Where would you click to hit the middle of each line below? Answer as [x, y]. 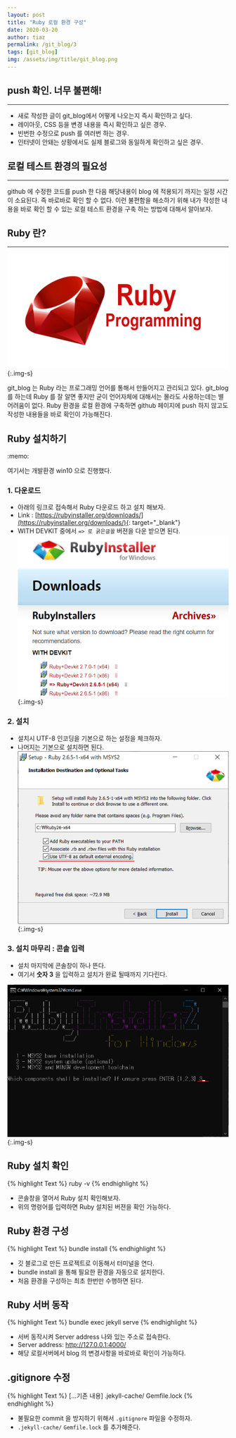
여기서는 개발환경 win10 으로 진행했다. [60, 470]
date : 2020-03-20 [33, 30]
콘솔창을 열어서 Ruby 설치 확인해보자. [69, 1198]
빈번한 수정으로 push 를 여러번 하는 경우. [73, 133]
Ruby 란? [27, 233]
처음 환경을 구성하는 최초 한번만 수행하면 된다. [80, 1281]
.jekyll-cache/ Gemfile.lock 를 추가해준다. [79, 1427]
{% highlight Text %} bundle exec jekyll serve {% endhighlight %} [103, 1322]
